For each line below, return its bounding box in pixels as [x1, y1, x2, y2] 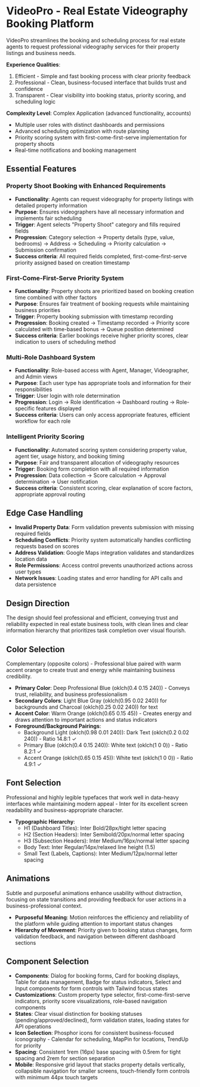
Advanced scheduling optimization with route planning [14, 127, 149, 135]
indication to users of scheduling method [14, 338, 116, 345]
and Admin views [14, 373, 58, 380]
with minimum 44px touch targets [14, 1074, 98, 1081]
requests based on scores [14, 543, 79, 550]
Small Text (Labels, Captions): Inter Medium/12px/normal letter [23, 850, 178, 857]
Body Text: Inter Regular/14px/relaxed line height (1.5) [23, 843, 156, 850]
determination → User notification [14, 478, 99, 485]
